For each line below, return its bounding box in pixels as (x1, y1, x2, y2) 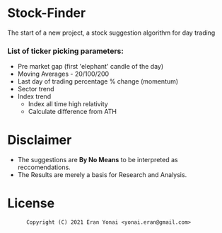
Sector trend (17, 85, 54, 93)
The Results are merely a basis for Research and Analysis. (17, 171, 187, 179)
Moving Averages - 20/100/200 (17, 69, 110, 79)
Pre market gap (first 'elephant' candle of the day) (17, 62, 164, 71)
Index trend (17, 92, 52, 101)
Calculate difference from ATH (28, 108, 117, 116)
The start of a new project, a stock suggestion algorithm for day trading (7, 28, 216, 37)
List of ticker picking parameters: (7, 46, 124, 56)
